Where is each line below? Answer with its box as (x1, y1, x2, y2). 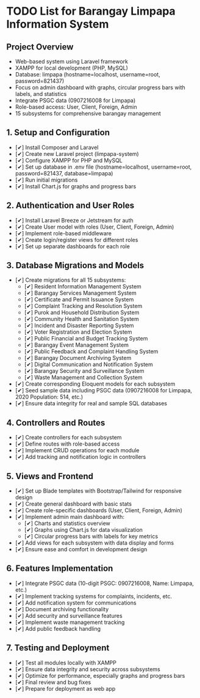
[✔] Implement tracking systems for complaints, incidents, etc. (15, 592, 173, 600)
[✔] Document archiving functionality (15, 605, 109, 612)
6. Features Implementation (6, 564, 113, 574)
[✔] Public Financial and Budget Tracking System (24, 335, 148, 342)
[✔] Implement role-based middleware (15, 229, 112, 237)
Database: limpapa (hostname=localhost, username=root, (15, 71, 160, 78)
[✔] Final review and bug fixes (15, 678, 91, 686)
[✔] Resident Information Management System (24, 283, 141, 290)
